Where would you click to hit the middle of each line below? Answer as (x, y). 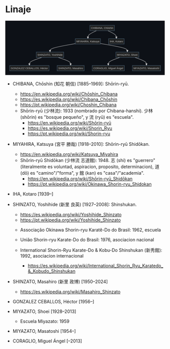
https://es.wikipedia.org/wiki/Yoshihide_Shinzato (71, 215)
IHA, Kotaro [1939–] (33, 194)
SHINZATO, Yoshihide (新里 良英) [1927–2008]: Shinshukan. (75, 205)
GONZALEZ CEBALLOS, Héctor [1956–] (53, 302)
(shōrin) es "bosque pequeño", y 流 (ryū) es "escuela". (77, 117)
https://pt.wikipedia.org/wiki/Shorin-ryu (69, 134)
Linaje (18, 9)
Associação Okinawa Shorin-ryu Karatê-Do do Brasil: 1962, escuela (90, 230)
